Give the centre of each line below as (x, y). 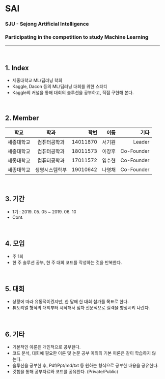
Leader (141, 142)
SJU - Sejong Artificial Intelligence (47, 24)
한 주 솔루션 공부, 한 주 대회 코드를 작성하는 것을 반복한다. (67, 262)
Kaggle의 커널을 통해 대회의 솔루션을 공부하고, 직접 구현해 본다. (73, 93)
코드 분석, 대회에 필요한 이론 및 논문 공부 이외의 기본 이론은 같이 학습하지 (82, 353)
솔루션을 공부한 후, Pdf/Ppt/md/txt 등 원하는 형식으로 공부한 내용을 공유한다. (85, 365)
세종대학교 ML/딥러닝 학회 (37, 80)
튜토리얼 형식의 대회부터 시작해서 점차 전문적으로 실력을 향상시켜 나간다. (81, 308)
